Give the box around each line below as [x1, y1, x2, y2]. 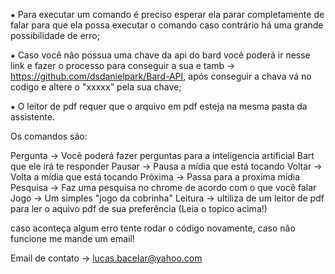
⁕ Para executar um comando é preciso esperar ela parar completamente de [10, 9, 325, 20]
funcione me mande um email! [10, 233, 135, 244]
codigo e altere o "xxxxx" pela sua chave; [10, 81, 182, 93]
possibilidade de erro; [10, 30, 100, 41]
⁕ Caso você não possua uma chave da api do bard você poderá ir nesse [10, 49, 311, 61]
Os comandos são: [10, 130, 88, 142]
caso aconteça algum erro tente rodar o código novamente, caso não [10, 222, 296, 234]
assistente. [10, 111, 55, 123]
